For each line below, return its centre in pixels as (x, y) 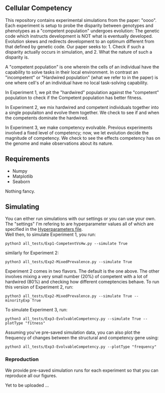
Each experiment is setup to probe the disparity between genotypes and (79, 25)
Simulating (22, 207)
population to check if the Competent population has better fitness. (74, 98)
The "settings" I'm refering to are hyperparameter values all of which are (80, 224)
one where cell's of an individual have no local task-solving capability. (77, 83)
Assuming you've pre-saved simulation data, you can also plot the (73, 332)
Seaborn (21, 182)
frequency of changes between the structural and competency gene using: (82, 338)
